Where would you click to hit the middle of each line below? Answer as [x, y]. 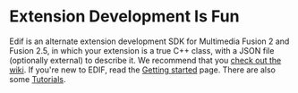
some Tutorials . [38, 79]
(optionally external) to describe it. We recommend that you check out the [145, 60]
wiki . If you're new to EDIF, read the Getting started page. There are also [142, 70]
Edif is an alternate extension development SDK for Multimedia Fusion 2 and [149, 41]
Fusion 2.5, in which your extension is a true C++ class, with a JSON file [142, 50]
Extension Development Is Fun [124, 17]
